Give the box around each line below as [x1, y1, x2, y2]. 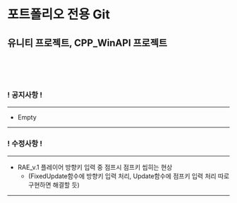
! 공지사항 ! [7, 90, 43, 100]
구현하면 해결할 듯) [28, 180, 80, 189]
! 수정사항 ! [7, 139, 43, 149]
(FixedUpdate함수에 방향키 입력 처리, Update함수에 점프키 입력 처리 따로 [28, 171, 230, 180]
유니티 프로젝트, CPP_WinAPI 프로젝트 [7, 37, 168, 49]
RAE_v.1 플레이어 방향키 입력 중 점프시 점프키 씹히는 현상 [17, 163, 173, 171]
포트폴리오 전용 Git [7, 6, 111, 23]
